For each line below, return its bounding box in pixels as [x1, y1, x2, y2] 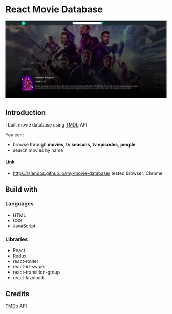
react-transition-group [12, 269, 60, 275]
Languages [5, 200, 34, 207]
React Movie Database [5, 4, 103, 15]
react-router [12, 258, 39, 264]
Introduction [5, 108, 46, 117]
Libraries [5, 236, 28, 243]
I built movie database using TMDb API [5, 121, 88, 128]
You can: [5, 132, 24, 138]
